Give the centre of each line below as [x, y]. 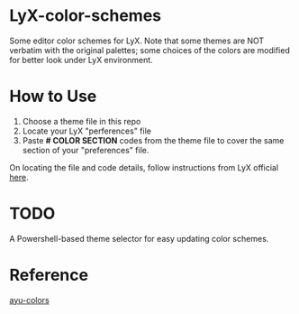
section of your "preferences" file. [86, 150]
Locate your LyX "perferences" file [86, 131]
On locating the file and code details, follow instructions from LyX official [144, 167]
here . [19, 177]
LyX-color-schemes [86, 16]
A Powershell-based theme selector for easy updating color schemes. [139, 238]
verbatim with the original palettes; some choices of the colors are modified [149, 50]
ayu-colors [29, 300]
